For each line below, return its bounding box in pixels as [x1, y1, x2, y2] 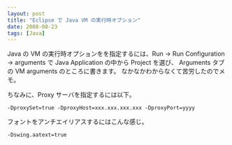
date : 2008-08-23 [7, 23, 58, 30]
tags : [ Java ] [7, 29, 45, 37]
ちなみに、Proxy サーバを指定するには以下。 [7, 91, 136, 99]
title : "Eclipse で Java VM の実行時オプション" [7, 17, 141, 24]
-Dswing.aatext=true [7, 132, 68, 139]
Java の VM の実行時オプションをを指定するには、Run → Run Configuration [7, 49, 225, 58]
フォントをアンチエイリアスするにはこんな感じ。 [7, 118, 148, 126]
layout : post [7, 10, 45, 17]
